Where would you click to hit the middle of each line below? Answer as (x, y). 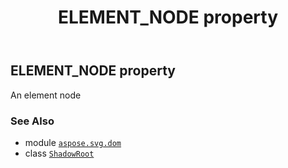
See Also (32, 121)
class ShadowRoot (59, 153)
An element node (46, 95)
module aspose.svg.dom (73, 142)
